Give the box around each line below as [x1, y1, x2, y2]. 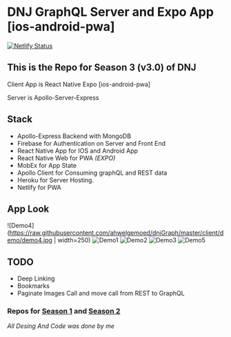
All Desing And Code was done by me [7, 322, 115, 330]
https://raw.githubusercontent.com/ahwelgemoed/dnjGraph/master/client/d [9, 229, 224, 237]
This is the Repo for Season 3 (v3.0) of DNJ [7, 61, 197, 73]
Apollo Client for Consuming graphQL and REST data [17, 168, 168, 177]
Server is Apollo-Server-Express [7, 93, 99, 102]
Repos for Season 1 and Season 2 [7, 307, 121, 316]
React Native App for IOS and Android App [17, 146, 139, 155]
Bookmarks [17, 282, 50, 290]
